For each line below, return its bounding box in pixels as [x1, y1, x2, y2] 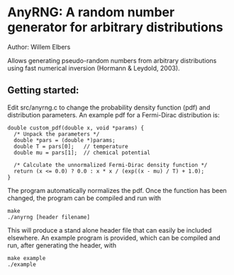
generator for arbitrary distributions [7, 19, 223, 35]
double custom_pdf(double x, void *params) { [7, 124, 144, 131]
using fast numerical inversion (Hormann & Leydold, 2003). [7, 64, 180, 72]
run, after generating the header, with [7, 241, 117, 250]
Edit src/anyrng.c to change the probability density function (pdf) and [7, 103, 211, 112]
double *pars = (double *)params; [13, 136, 116, 144]
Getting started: [7, 84, 79, 96]
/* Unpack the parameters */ [13, 130, 100, 138]
